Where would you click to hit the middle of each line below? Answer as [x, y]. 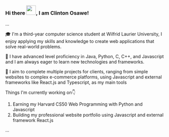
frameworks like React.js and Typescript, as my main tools [66, 82]
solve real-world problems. [33, 47]
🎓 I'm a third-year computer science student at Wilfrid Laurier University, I [84, 34]
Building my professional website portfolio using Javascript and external [88, 115]
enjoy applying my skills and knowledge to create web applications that [80, 41]
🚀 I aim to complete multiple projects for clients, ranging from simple [77, 72]
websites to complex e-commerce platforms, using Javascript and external [84, 77]
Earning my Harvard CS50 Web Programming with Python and [78, 104]
